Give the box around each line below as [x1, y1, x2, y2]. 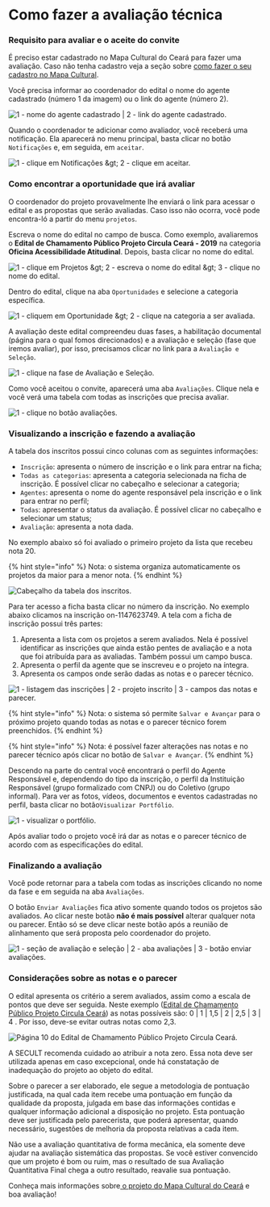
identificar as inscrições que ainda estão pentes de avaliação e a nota [19, 643, 252, 653]
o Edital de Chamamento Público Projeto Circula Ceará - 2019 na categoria [8, 238, 261, 248]
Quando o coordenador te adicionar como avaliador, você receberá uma [8, 125, 248, 135]
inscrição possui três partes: [8, 619, 103, 629]
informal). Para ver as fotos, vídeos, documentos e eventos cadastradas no [8, 791, 258, 801]
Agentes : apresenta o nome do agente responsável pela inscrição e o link [19, 488, 262, 497]
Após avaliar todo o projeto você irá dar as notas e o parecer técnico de [8, 832, 247, 841]
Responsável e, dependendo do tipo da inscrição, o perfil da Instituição [8, 774, 245, 784]
